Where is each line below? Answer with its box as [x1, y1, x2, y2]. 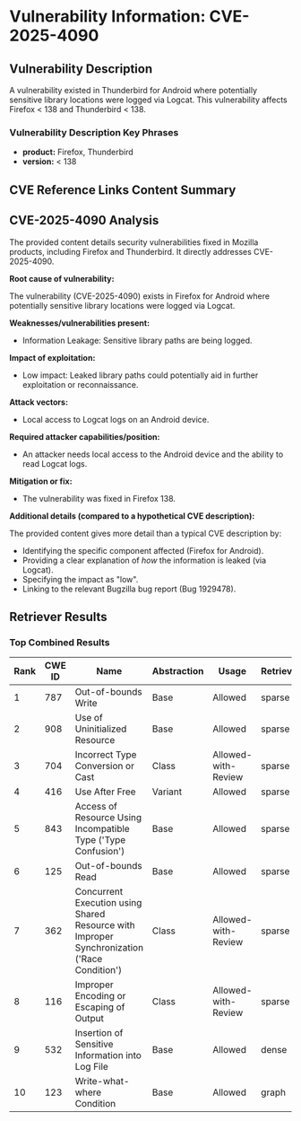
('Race [74, 953, 103, 966]
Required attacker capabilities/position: [9, 431, 160, 442]
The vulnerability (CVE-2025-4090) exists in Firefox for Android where [9, 290, 271, 302]
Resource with [74, 919, 136, 932]
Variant [151, 785, 183, 798]
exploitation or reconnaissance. [21, 379, 139, 390]
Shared [74, 908, 106, 921]
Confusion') [74, 845, 125, 858]
